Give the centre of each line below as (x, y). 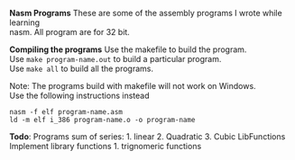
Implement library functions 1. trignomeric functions (106, 146)
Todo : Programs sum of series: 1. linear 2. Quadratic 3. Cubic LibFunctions (147, 137)
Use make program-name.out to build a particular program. (115, 59)
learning (25, 22)
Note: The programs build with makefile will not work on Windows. (133, 86)
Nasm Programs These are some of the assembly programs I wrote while (146, 13)
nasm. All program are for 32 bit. (70, 32)
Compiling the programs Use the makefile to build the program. (128, 49)
